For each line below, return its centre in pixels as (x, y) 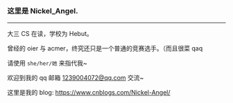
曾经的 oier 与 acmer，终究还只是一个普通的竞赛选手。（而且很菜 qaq (105, 48)
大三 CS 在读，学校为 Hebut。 (50, 34)
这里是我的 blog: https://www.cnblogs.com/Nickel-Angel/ (89, 93)
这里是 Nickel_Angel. (43, 10)
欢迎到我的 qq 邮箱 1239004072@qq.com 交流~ (76, 78)
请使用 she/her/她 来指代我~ (48, 63)
